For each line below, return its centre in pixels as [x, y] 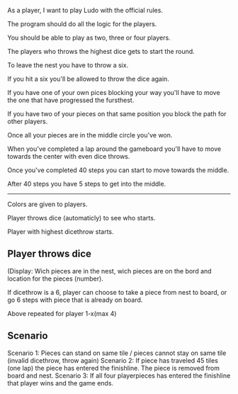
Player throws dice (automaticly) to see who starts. [81, 218]
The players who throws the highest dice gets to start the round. [101, 51]
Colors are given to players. [47, 204]
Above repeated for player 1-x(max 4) [62, 313]
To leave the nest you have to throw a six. [68, 65]
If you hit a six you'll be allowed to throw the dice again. [89, 79]
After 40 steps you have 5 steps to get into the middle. [87, 184]
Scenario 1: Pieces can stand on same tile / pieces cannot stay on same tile [117, 353]
